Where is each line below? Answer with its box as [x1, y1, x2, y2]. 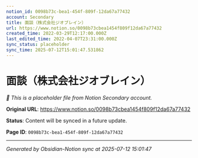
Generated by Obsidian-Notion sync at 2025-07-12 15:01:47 [6, 145, 152, 152]
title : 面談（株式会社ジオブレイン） [6, 19, 87, 25]
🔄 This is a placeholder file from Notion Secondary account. [6, 94, 152, 101]
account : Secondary [6, 14, 54, 20]
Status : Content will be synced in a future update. [6, 117, 127, 124]
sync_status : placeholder [6, 42, 70, 48]
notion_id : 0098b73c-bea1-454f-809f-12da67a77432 [6, 8, 131, 15]
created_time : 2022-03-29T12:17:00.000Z [6, 31, 107, 37]
